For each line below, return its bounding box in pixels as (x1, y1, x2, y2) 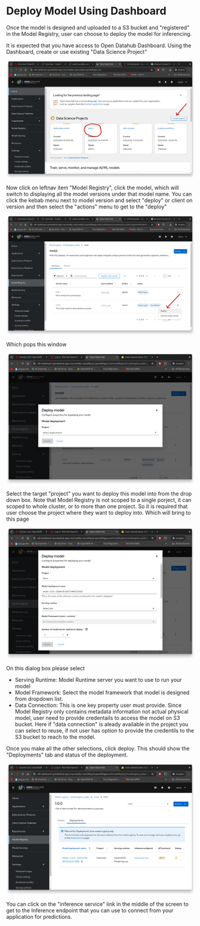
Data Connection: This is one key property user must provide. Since (14, 702, 182, 709)
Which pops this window (6, 340, 67, 347)
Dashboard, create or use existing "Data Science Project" (6, 48, 147, 55)
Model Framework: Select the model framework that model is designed (14, 688, 190, 696)
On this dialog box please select (6, 664, 85, 672)
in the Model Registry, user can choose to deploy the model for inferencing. (6, 30, 192, 37)
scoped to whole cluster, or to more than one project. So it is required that (6, 503, 188, 510)
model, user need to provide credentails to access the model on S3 (14, 714, 180, 721)
